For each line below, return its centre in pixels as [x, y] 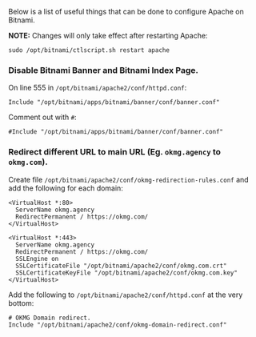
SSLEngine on [37, 259]
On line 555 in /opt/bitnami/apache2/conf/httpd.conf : [98, 88]
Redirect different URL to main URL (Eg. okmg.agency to [115, 152]
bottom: [21, 303]
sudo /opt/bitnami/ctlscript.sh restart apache [89, 50]
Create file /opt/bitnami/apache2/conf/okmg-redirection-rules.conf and [129, 179]
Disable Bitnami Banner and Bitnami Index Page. [103, 70]
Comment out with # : [43, 117]
